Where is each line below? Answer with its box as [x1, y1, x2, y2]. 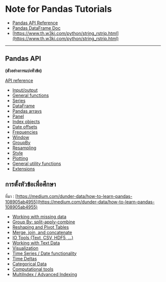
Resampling [12, 145, 37, 151]
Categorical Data [12, 261, 47, 267]
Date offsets [12, 123, 38, 129]
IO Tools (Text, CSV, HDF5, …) [12, 235, 74, 241]
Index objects [12, 119, 41, 124]
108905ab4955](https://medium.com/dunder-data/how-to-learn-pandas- [5, 199, 155, 204]
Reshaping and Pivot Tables [12, 224, 69, 230]
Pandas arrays [12, 108, 42, 114]
